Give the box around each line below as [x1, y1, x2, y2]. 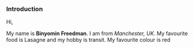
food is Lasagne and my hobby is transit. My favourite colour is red [6, 36, 171, 44]
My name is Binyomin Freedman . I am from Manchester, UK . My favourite [6, 30, 188, 37]
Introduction [6, 5, 43, 13]
